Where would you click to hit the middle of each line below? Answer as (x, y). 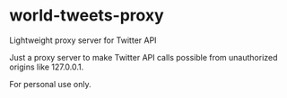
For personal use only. (50, 84)
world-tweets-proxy (87, 16)
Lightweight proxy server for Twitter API (83, 40)
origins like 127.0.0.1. (47, 67)
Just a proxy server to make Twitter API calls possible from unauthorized (143, 57)
